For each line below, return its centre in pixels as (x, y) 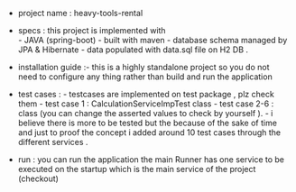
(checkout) (38, 178)
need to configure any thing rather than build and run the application (145, 77)
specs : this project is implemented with (92, 30)
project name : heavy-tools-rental (80, 13)
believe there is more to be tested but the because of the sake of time (148, 123)
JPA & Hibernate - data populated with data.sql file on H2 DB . (133, 50)
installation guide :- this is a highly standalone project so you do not (143, 67)
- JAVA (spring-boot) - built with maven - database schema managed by (153, 40)
